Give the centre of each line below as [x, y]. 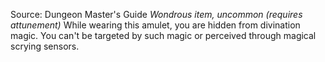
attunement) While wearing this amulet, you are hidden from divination [155, 25]
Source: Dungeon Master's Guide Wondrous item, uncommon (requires [156, 14]
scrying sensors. [45, 46]
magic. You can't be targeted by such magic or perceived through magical [163, 35]
